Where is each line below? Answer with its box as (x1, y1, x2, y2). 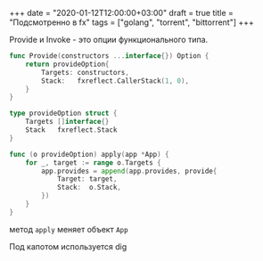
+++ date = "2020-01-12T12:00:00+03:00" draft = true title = (9, 8, 234, 18)
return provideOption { (25, 60, 110, 69)
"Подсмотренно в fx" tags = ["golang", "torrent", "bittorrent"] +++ (9, 17, 254, 28)
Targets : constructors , (41, 68, 129, 77)
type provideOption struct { (9, 109, 118, 118)
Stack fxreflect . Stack (25, 126, 118, 135)
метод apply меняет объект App (9, 224, 128, 234)
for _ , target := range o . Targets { (25, 158, 162, 167)
